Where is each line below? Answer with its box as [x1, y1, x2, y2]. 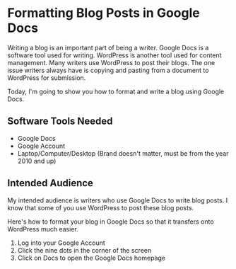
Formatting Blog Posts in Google [7, 5, 200, 21]
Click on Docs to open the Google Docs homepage [17, 253, 166, 262]
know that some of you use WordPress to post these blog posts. [7, 203, 194, 212]
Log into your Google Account [17, 239, 106, 247]
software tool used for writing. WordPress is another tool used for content [7, 51, 222, 59]
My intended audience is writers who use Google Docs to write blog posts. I [7, 196, 228, 205]
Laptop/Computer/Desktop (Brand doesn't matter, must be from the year [17, 149, 229, 157]
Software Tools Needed [7, 115, 113, 127]
